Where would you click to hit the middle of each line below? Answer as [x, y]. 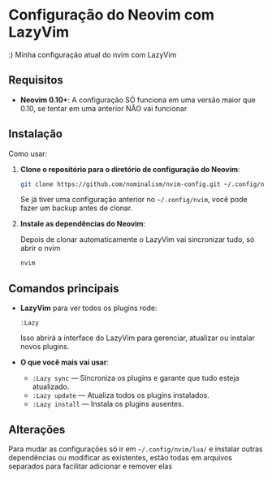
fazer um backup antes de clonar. [76, 208]
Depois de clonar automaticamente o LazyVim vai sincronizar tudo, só [137, 239]
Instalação [36, 134]
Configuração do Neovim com [112, 15]
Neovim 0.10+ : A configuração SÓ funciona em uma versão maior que [138, 100]
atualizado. [51, 386]
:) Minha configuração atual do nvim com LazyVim [93, 54]
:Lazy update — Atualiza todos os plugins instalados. [121, 395]
